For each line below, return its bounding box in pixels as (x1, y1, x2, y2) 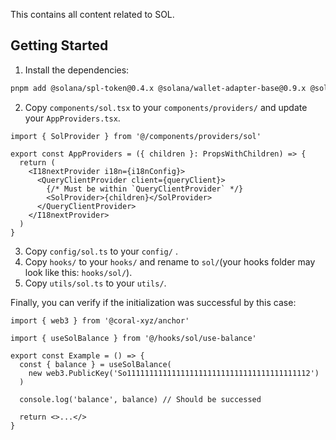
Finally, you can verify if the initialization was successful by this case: (10, 296, 297, 308)
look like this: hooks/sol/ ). (24, 266, 133, 278)
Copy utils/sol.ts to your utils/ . (24, 277, 167, 289)
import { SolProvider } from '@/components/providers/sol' (10, 131, 262, 141)
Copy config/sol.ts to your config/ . (24, 245, 178, 257)
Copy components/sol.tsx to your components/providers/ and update (24, 101, 308, 113)
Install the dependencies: (24, 64, 130, 76)
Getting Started (10, 37, 109, 54)
